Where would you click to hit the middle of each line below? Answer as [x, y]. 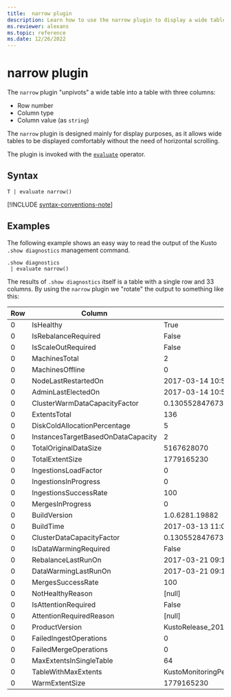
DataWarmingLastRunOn [71, 571]
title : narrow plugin [40, 13]
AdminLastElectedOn [66, 392]
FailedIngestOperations [69, 638]
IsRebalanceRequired [66, 336]
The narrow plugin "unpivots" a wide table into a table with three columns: [111, 92]
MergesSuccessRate [65, 582]
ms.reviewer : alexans [38, 26]
